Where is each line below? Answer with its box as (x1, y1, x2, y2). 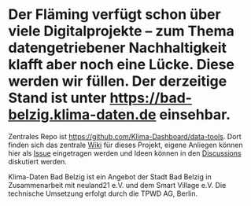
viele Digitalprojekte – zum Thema (8, 22, 234, 40)
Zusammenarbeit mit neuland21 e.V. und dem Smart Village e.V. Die (8, 180, 227, 189)
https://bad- (109, 89, 193, 107)
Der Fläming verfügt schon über (8, 6, 222, 24)
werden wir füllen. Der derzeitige (8, 72, 227, 90)
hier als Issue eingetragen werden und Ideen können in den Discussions (8, 148, 242, 158)
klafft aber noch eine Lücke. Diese (8, 56, 234, 74)
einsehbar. (159, 106, 231, 123)
